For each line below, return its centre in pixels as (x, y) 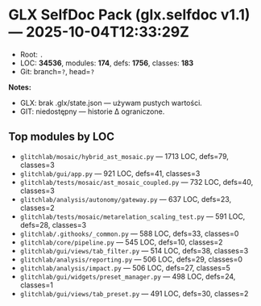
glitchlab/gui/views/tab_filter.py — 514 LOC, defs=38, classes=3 (134, 250)
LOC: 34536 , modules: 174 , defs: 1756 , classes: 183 (107, 63)
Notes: (20, 87)
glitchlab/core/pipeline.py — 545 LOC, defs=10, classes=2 (121, 242)
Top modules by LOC (62, 137)
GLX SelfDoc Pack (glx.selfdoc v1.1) (129, 15)
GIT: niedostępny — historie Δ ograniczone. (92, 111)
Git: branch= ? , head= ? (57, 71)
